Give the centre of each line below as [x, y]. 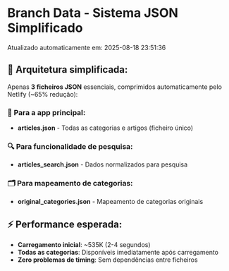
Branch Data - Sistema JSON [93, 13]
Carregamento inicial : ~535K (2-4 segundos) [84, 245]
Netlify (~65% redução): [43, 94]
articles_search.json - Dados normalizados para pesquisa [103, 164]
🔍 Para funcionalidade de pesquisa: [70, 146]
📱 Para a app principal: [47, 112]
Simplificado [45, 28]
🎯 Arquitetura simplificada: [68, 70]
